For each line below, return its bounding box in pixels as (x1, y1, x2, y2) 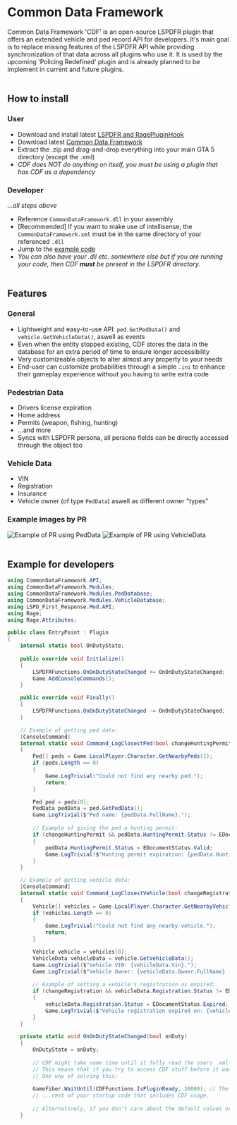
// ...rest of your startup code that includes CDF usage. (32, 1092, 210, 1100)
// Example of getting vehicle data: (20, 877, 131, 884)
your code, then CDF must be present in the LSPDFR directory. (17, 259, 201, 268)
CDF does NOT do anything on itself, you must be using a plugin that (17, 160, 219, 168)
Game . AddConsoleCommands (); (32, 675, 115, 682)
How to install (7, 93, 69, 105)
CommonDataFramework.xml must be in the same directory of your (17, 230, 202, 238)
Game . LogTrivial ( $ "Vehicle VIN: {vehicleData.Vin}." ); (32, 961, 197, 969)
